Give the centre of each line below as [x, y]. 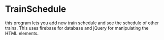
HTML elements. [22, 33]
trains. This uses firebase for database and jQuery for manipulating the [77, 28]
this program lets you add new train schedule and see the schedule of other [82, 23]
